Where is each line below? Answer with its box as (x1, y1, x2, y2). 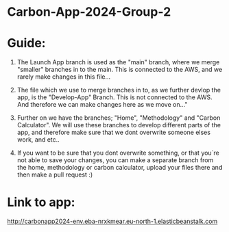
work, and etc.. (16, 136, 60, 144)
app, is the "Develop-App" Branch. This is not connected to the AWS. (16, 93, 213, 101)
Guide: (7, 36, 46, 51)
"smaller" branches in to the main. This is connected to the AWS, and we (16, 66, 223, 74)
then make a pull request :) (16, 170, 93, 179)
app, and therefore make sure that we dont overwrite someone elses (16, 128, 211, 137)
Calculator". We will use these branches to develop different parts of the (16, 121, 221, 129)
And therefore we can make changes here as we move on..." (16, 101, 188, 109)
